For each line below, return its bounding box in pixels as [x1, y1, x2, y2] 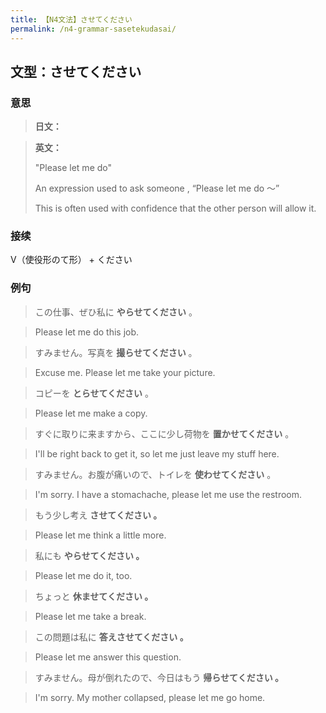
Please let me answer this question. [34, 651, 182, 663]
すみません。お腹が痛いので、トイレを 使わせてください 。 [34, 468, 277, 480]
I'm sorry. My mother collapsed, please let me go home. [34, 691, 266, 703]
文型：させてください [10, 63, 142, 80]
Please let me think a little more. [34, 529, 167, 541]
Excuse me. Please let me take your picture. [34, 366, 216, 378]
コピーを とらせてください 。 [34, 387, 154, 399]
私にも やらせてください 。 [34, 549, 145, 561]
